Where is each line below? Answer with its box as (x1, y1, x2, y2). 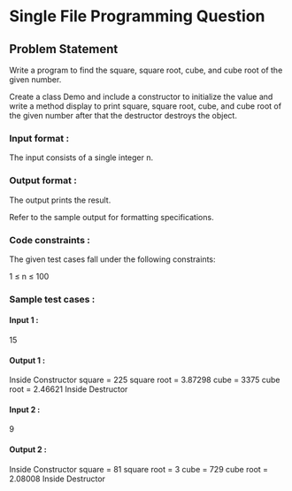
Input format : (9, 132, 69, 144)
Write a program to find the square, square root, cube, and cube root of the (9, 65, 283, 75)
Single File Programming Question (9, 6, 265, 27)
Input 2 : (9, 404, 41, 415)
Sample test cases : (9, 293, 96, 305)
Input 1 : (9, 315, 39, 326)
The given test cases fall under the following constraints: (9, 254, 216, 265)
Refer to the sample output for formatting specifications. (9, 211, 214, 222)
